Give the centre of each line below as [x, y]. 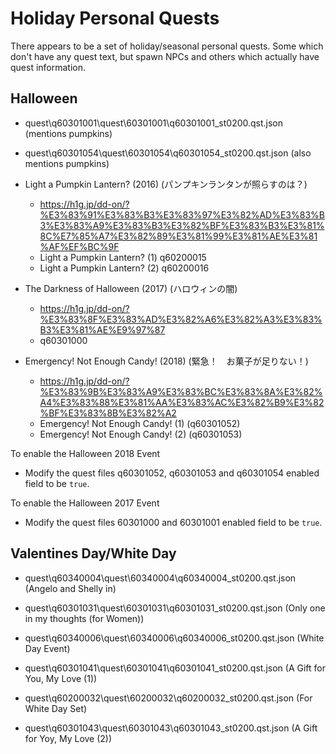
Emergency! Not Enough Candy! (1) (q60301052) [140, 423]
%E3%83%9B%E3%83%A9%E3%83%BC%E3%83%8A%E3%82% [181, 391]
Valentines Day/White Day [93, 553]
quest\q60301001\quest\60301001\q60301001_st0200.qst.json [154, 123]
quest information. [48, 67]
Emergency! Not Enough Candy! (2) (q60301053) [141, 434]
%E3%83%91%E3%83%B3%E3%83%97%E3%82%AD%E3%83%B [182, 214]
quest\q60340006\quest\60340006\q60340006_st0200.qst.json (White [174, 638]
